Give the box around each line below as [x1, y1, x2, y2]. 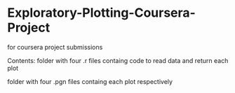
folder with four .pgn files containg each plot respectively [7, 77, 173, 85]
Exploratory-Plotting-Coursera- [7, 5, 196, 21]
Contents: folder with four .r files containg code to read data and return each [7, 56, 229, 64]
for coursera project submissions [7, 43, 103, 51]
